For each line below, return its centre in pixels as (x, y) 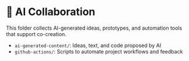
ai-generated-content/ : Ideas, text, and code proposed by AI (88, 45)
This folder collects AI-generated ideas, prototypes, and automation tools (94, 28)
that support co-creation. (36, 34)
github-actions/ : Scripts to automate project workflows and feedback (99, 51)
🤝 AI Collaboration (51, 12)
